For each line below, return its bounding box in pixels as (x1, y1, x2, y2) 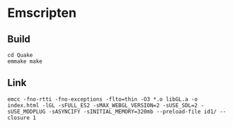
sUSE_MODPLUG (7, 108, 46, 115)
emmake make (7, 58, 42, 65)
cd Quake (7, 52, 33, 59)
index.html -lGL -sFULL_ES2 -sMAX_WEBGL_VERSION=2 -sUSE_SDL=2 (7, 102, 198, 109)
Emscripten (7, 5, 76, 21)
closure (7, 114, 30, 121)
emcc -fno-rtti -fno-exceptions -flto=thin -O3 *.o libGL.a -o (7, 95, 198, 103)
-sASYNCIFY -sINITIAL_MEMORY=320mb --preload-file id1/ (48, 108, 217, 115)
